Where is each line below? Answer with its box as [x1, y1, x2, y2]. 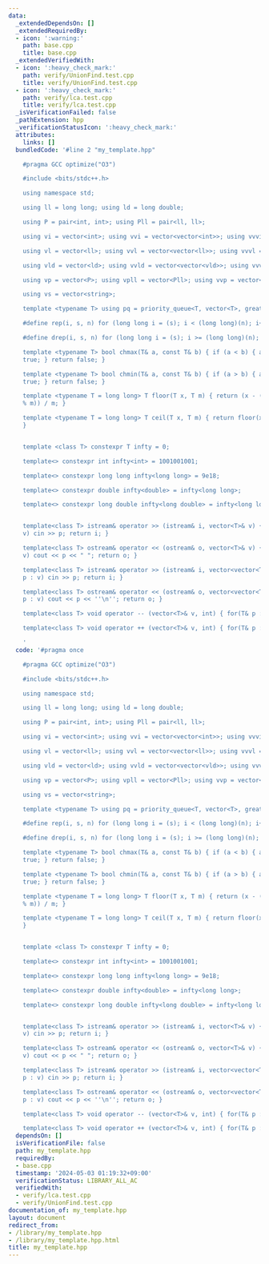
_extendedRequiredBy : [15, 26, 88, 34]
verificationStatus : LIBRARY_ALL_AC [15, 1177, 138, 1185]
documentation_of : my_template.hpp [8, 1206, 127, 1214]
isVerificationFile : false [15, 1139, 106, 1148]
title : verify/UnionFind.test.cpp [22, 78, 138, 87]
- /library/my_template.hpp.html [8, 1236, 120, 1244]
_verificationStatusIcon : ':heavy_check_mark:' [15, 123, 178, 131]
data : [8, 11, 26, 20]
